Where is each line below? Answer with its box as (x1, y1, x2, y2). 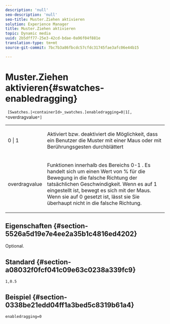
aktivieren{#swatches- (5, 82, 105, 94)
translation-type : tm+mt (5, 40, 58, 46)
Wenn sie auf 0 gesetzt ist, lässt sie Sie (47, 193, 140, 200)
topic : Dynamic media (5, 31, 51, 36)
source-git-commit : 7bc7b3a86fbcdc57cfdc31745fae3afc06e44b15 (5, 45, 139, 50)
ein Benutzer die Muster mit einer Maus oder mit (47, 137, 162, 144)
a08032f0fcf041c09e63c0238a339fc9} (5, 265, 136, 274)
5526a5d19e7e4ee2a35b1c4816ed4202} (5, 229, 138, 238)
